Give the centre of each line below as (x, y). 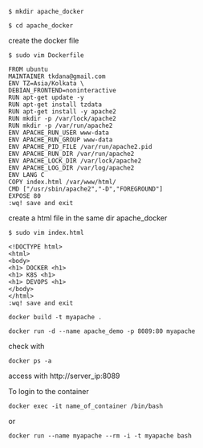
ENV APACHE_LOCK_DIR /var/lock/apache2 (75, 161)
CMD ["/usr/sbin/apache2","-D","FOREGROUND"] (85, 189)
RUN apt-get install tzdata (55, 105)
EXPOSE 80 (25, 196)
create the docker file (44, 41)
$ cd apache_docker (41, 26)
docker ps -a (30, 361)
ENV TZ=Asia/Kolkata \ (46, 84)
